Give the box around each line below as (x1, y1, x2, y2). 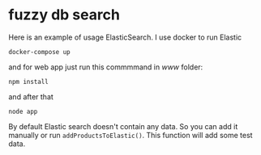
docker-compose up (8, 48, 71, 56)
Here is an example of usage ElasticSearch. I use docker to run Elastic (8, 32, 242, 42)
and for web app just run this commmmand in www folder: (8, 62, 203, 72)
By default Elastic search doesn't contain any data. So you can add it (8, 121, 238, 131)
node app (8, 107, 38, 115)
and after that (8, 91, 54, 102)
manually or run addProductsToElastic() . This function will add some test (8, 130, 253, 140)
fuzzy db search (8, 6, 120, 24)
